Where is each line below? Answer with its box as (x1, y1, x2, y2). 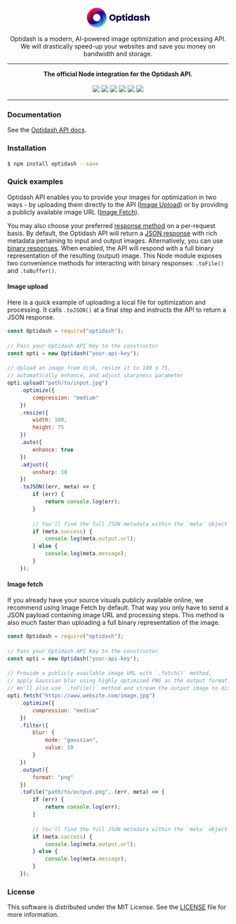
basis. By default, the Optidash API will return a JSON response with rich (7, 229, 218, 237)
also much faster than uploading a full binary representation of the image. (7, 619, 221, 627)
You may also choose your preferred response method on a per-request (7, 221, 216, 229)
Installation (7, 144, 47, 153)
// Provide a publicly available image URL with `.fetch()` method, (7, 670, 212, 677)
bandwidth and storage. (83, 50, 153, 58)
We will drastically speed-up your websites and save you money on (20, 42, 216, 50)
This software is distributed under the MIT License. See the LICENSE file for (7, 903, 227, 911)
